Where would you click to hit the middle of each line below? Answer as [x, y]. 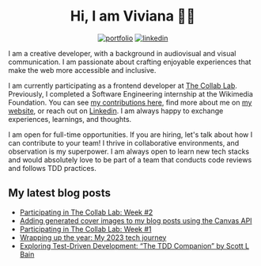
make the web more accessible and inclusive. [82, 70]
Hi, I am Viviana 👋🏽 [133, 16]
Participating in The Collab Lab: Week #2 [86, 212]
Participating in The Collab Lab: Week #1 [85, 229]
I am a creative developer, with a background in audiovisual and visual [122, 53]
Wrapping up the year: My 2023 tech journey [93, 237]
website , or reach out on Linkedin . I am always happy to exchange [116, 111]
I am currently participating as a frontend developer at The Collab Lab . [123, 85]
